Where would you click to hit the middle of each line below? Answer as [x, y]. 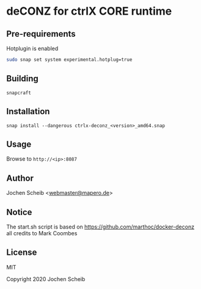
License [22, 253]
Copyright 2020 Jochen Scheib [46, 279]
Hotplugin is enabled [32, 48]
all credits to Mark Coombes [42, 233]
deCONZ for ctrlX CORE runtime [89, 11]
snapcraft [19, 93]
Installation [28, 112]
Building [22, 79]
